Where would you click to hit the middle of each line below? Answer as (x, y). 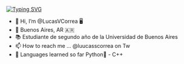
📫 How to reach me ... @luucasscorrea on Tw (72, 46)
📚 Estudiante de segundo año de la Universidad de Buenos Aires (97, 37)
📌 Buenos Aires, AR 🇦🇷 (44, 30)
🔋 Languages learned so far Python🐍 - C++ (69, 54)
